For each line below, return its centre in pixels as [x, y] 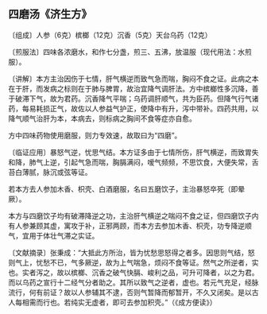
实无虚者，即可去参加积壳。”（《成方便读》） [147, 302]
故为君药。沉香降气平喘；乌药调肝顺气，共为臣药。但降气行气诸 [154, 99]
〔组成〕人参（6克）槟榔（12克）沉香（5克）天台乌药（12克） [110, 35]
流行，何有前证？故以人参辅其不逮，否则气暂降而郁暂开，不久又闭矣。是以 [130, 292]
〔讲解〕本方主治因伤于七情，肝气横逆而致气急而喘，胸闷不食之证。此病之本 [133, 79]
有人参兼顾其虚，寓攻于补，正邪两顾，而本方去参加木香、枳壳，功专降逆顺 [130, 226]
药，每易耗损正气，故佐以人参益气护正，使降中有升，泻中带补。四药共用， [130, 108]
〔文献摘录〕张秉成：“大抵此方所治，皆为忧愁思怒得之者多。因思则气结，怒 [132, 252]
